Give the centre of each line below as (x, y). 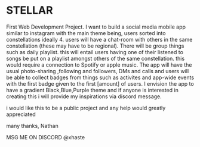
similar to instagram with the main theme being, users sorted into (86, 33)
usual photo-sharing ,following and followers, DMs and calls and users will (98, 71)
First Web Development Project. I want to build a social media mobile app (96, 27)
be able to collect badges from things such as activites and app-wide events (100, 77)
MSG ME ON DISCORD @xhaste (46, 137)
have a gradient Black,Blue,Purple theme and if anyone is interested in (93, 90)
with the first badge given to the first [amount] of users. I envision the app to (100, 83)
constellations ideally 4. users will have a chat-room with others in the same (99, 39)
